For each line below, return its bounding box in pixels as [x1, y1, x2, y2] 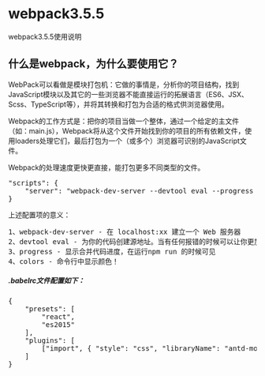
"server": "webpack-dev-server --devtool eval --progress [24, 186, 254, 195]
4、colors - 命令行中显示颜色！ [8, 257, 120, 265]
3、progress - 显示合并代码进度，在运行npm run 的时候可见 [8, 246, 216, 256]
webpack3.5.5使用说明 [8, 32, 82, 41]
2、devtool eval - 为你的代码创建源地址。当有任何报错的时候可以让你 [8, 237, 248, 246]
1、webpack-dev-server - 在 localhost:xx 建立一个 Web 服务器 [8, 227, 241, 236]
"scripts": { [8, 179, 59, 187]
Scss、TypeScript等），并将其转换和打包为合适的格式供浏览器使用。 [8, 100, 229, 109]
